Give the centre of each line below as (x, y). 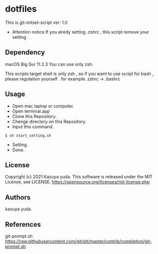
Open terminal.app (31, 111)
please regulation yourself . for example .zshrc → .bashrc (63, 78)
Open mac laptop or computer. (43, 106)
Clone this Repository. (34, 116)
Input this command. (33, 127)
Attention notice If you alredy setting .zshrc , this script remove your (80, 32)
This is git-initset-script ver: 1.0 (36, 22)
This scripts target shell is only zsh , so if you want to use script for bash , (79, 74)
